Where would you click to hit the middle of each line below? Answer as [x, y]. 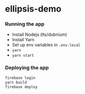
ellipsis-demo [33, 9]
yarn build [16, 82]
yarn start [23, 56]
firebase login [20, 78]
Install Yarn [23, 40]
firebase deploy [21, 87]
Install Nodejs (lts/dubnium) [40, 34]
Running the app [25, 24]
